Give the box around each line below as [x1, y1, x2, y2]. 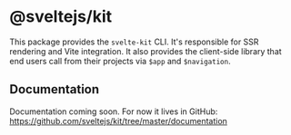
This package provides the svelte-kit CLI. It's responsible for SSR [9, 36, 259, 47]
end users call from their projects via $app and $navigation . [9, 55, 231, 66]
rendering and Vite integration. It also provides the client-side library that [9, 45, 282, 56]
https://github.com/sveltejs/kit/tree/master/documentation [9, 115, 227, 126]
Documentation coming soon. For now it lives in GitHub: [9, 106, 218, 117]
